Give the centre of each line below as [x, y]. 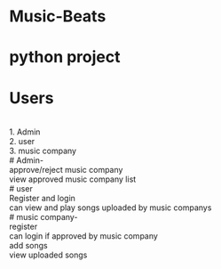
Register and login [42, 199]
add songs [28, 246]
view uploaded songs [48, 255]
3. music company [43, 151]
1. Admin [25, 132]
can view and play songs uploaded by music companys [110, 208]
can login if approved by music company [83, 236]
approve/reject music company [66, 170]
